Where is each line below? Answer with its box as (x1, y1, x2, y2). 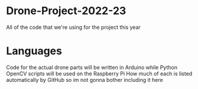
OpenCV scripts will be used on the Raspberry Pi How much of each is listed (6, 70, 193, 77)
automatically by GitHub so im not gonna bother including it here (6, 76, 164, 83)
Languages (6, 44, 62, 58)
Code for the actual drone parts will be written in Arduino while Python (6, 64, 177, 71)
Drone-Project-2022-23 (6, 4, 126, 18)
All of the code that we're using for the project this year (6, 24, 141, 31)
